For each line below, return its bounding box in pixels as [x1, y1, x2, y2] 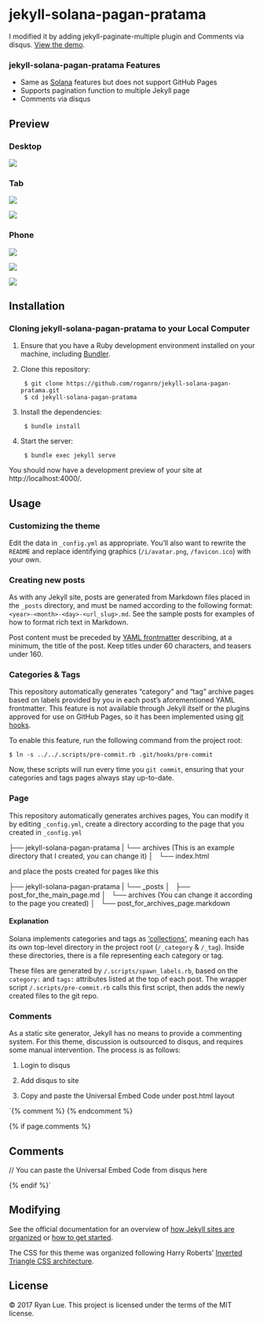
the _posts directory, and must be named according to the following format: [9, 601, 254, 610]
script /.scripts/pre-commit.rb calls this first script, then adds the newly [9, 982, 246, 992]
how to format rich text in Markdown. [9, 617, 129, 627]
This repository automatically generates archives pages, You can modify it [9, 810, 250, 820]
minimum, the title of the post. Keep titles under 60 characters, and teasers [9, 641, 252, 651]
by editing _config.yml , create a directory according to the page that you [9, 819, 245, 829]
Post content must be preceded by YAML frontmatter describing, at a [9, 632, 232, 643]
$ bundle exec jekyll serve [24, 451, 116, 460]
